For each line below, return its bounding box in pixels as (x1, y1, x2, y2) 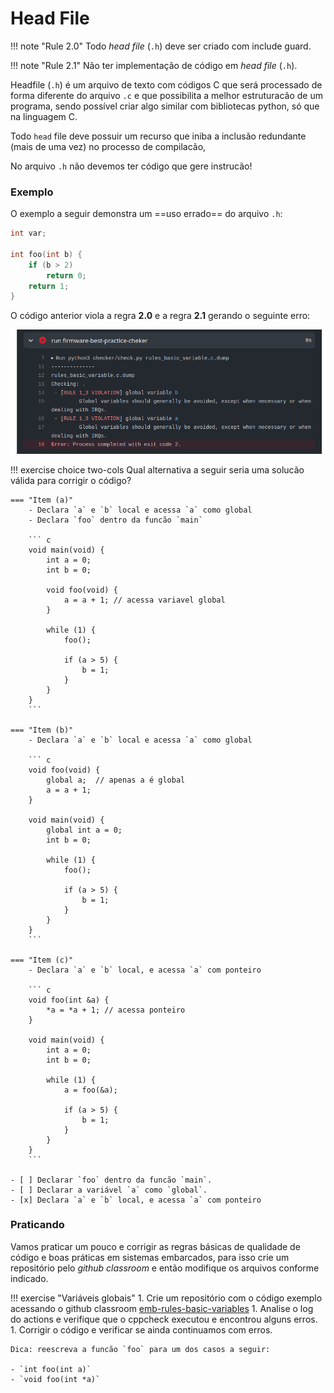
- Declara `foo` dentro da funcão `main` (28, 515, 203, 525)
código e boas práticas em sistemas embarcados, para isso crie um (10, 1251, 290, 1263)
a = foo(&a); (63, 1085, 118, 1095)
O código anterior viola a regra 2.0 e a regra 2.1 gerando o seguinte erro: (10, 310, 311, 322)
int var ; (10, 228, 47, 239)
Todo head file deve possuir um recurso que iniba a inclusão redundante (10, 130, 307, 142)
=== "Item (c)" (10, 955, 74, 965)
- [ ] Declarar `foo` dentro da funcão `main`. (10, 1175, 213, 1185)
